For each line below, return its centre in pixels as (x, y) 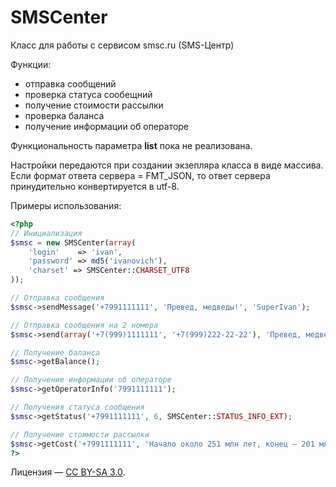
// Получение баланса (55, 352)
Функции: (31, 64)
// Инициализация (46, 233)
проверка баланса (64, 115)
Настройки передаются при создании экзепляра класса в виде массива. (167, 165)
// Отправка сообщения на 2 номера (84, 325)
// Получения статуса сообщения (77, 407)
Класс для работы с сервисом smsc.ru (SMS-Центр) (122, 45)
